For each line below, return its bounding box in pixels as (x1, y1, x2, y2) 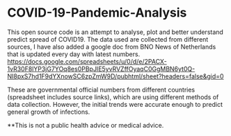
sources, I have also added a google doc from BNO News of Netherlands (7, 42, 216, 51)
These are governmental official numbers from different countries (7, 85, 196, 94)
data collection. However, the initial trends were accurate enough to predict (7, 100, 223, 108)
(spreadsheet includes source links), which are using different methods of (7, 92, 219, 101)
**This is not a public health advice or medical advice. (7, 121, 164, 129)
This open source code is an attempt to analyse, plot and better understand (7, 28, 224, 36)
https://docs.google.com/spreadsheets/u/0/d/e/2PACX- (7, 57, 167, 65)
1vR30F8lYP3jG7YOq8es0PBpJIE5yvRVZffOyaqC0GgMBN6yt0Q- (7, 65, 196, 73)
